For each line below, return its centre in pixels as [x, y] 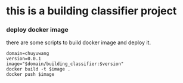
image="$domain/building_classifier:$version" [65, 64]
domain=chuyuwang [28, 54]
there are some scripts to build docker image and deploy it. [78, 42]
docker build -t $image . [38, 69]
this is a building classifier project [91, 11]
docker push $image [30, 75]
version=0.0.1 [24, 59]
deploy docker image [37, 30]
